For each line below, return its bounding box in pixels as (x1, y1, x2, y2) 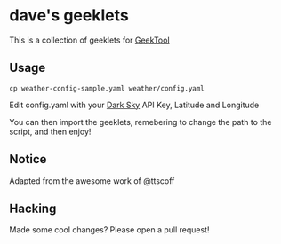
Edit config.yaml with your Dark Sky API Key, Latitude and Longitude (9, 99, 260, 110)
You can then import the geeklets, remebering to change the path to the (9, 116, 272, 127)
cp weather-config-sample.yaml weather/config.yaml (9, 83, 205, 93)
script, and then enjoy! (9, 126, 92, 137)
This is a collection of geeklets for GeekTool (9, 35, 171, 45)
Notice (9, 152, 47, 167)
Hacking (9, 201, 57, 216)
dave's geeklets (9, 5, 129, 26)
